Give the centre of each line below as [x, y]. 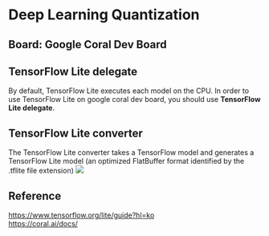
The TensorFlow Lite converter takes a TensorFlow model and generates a [131, 153]
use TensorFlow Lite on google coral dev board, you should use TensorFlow [134, 100]
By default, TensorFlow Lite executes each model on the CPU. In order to [129, 91]
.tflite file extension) [41, 171]
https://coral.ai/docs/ [43, 224]
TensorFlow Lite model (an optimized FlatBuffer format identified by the [126, 161]
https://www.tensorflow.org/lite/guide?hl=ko [82, 215]
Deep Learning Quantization [104, 15]
